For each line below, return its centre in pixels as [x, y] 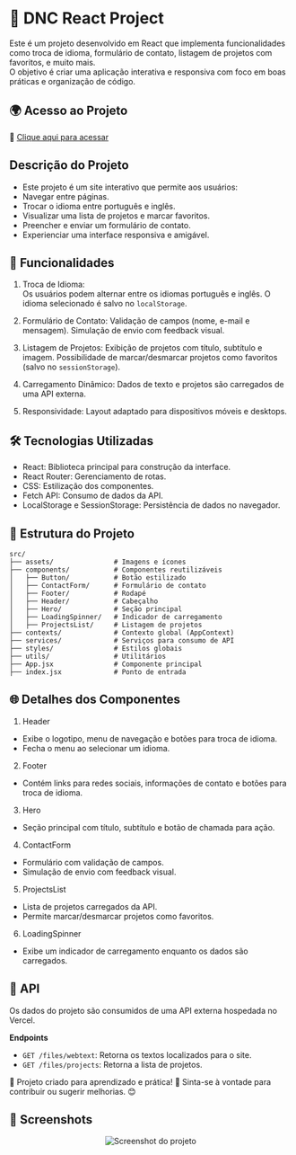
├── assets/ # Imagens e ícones [98, 562]
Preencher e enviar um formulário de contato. [106, 225]
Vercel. [22, 1020]
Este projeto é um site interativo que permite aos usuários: [130, 187]
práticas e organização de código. [73, 81]
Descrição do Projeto [69, 165]
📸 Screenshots [51, 1119]
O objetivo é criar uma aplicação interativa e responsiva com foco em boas [148, 72]
